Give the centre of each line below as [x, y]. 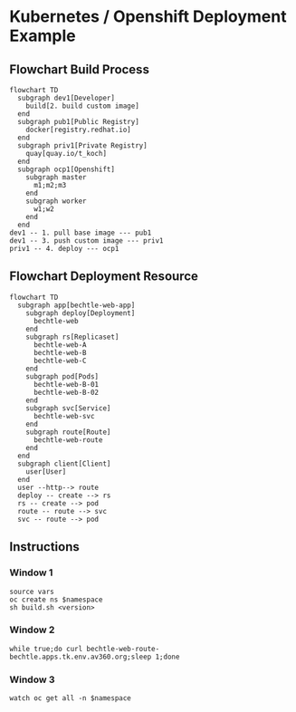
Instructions [44, 547]
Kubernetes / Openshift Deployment [148, 17]
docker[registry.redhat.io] [78, 130]
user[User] [46, 471]
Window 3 [33, 679]
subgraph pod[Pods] [62, 376]
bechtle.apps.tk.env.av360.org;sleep [81, 657]
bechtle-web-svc [64, 416]
